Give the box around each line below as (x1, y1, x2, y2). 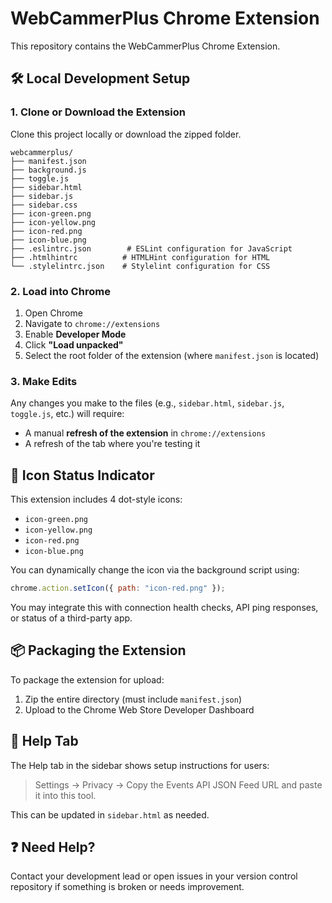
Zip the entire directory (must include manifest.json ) (24, 693, 243, 705)
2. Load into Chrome (10, 284, 111, 298)
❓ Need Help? (10, 838, 96, 856)
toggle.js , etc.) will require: (10, 408, 125, 420)
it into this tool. (34, 789, 97, 801)
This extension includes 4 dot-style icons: (10, 493, 183, 506)
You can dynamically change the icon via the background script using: (10, 564, 300, 576)
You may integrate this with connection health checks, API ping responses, (10, 601, 319, 613)
